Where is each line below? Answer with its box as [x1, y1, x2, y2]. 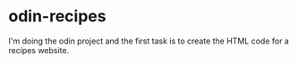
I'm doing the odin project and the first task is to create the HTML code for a [8, 35, 290, 46]
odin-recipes [8, 6, 106, 27]
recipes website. [8, 44, 70, 55]
